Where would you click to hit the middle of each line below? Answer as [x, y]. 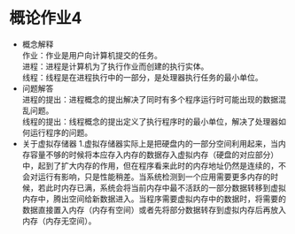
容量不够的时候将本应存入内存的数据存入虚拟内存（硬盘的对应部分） [154, 155]
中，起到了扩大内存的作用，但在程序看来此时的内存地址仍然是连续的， [150, 165]
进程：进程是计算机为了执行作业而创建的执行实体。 [115, 66]
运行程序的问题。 [61, 132]
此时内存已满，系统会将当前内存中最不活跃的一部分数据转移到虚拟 [166, 187]
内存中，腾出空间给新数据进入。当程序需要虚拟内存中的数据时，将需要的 [154, 199]
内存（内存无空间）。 [59, 221]
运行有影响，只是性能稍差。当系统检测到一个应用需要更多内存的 [154, 177]
